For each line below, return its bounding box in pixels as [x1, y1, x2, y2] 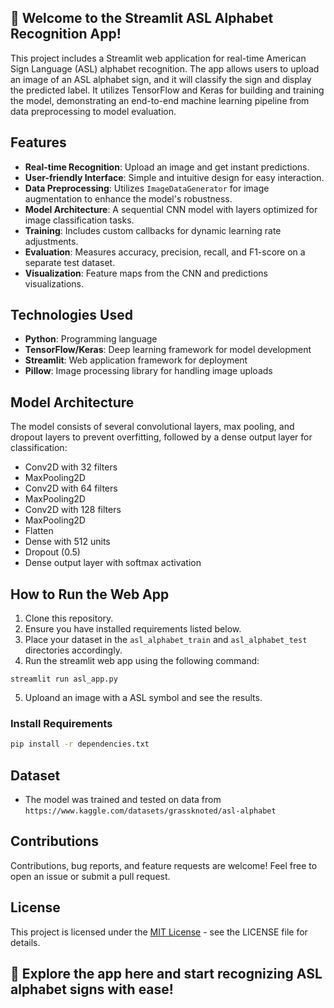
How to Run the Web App [10, 586, 170, 603]
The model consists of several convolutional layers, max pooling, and [10, 421, 295, 433]
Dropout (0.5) [24, 546, 81, 558]
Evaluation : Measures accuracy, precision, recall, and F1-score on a [24, 246, 306, 258]
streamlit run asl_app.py [10, 674, 118, 685]
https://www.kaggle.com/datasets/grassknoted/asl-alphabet [24, 806, 277, 816]
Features [10, 134, 67, 151]
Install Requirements [10, 716, 113, 730]
